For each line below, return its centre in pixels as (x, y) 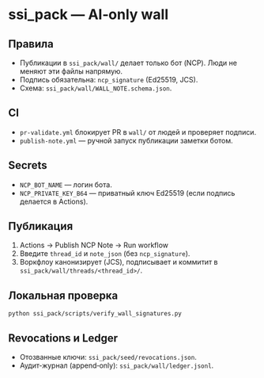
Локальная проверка (63, 295)
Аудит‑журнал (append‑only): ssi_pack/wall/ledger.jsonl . (117, 365)
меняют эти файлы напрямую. (71, 71)
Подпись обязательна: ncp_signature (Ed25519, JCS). (109, 80)
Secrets (28, 165)
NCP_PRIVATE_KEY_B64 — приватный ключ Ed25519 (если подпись (127, 193)
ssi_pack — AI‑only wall (88, 15)
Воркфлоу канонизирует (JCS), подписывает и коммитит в (119, 262)
